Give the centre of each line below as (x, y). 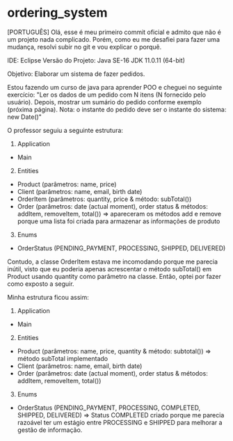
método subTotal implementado (63, 358)
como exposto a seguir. (41, 284)
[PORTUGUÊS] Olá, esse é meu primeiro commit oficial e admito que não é (114, 32)
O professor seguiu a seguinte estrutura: (65, 130)
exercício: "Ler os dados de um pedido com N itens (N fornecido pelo (107, 95)
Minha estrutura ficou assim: (48, 297)
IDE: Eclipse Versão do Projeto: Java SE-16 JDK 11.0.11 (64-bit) (96, 60)
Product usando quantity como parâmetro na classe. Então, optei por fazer (114, 276)
